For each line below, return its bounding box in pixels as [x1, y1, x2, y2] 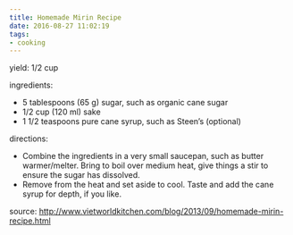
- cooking [9, 38, 46, 47]
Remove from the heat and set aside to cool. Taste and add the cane [21, 180, 274, 190]
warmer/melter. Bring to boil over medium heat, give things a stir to [21, 160, 269, 171]
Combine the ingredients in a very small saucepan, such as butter [21, 151, 264, 162]
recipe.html [9, 215, 51, 226]
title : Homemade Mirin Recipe [9, 13, 122, 22]
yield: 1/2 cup [9, 63, 59, 73]
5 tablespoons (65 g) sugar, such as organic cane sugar [21, 97, 229, 108]
